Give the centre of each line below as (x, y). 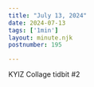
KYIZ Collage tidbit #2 (44, 74)
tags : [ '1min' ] (33, 30)
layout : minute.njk (41, 38)
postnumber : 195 (35, 45)
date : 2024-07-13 (37, 23)
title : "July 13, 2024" (48, 15)
